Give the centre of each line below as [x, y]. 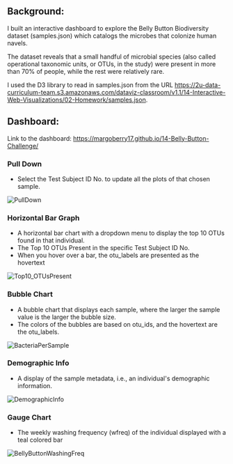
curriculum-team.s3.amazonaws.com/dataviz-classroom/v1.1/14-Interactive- [116, 92]
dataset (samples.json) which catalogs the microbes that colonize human [112, 36]
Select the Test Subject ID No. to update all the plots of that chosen [114, 179]
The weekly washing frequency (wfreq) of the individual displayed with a [121, 433]
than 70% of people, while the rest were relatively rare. [86, 71]
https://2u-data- [198, 85]
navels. [17, 43]
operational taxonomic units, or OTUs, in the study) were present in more [112, 64]
